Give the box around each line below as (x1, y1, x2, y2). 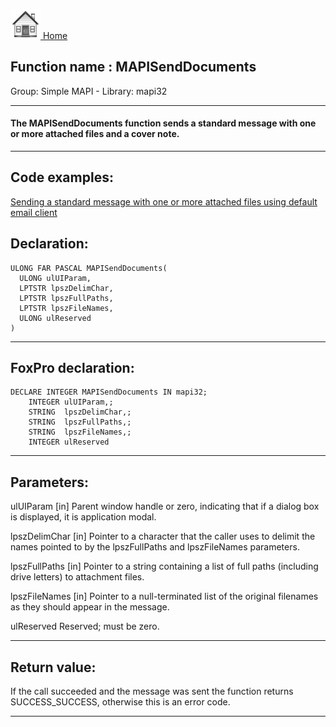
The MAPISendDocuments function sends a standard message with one (10, 117, 317, 129)
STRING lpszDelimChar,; (28, 407, 132, 418)
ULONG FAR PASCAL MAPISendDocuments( (10, 263, 168, 273)
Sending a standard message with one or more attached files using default (10, 195, 318, 208)
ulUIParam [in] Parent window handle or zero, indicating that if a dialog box (10, 500, 320, 513)
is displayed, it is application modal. (10, 511, 157, 523)
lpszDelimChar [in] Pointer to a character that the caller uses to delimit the (10, 530, 316, 543)
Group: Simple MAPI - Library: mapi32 (10, 85, 168, 97)
